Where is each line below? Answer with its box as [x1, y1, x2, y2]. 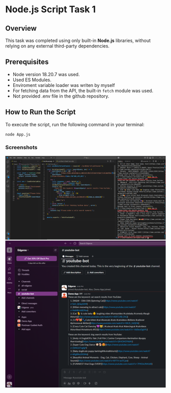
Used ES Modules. [12, 77, 52, 83]
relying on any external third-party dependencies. [5, 43, 110, 49]
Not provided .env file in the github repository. [12, 93, 109, 99]
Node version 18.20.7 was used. [12, 71, 80, 77]
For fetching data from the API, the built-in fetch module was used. [12, 87, 154, 94]
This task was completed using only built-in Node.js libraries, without [5, 37, 151, 43]
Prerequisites [5, 58, 49, 66]
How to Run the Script [5, 108, 76, 117]
